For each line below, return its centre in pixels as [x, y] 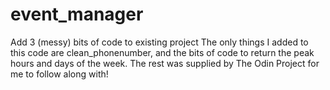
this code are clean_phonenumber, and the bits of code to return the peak [162, 52]
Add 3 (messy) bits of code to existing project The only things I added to [159, 42]
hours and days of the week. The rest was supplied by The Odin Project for [165, 63]
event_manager [77, 14]
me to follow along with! [59, 74]
